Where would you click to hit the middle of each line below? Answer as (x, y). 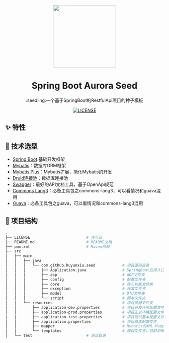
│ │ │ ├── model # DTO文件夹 (75, 294)
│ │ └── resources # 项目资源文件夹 (79, 303)
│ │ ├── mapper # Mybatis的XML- (80, 326)
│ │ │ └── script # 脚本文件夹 (75, 298)
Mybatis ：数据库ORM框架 (39, 166)
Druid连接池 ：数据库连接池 (40, 178)
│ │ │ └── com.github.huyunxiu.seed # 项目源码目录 (77, 265)
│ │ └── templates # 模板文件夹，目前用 (83, 331)
